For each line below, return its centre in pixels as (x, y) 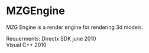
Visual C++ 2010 (26, 45)
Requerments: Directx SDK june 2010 (51, 38)
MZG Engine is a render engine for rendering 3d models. (75, 27)
